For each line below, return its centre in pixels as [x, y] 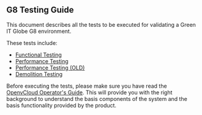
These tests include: [32, 43]
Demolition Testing [39, 74]
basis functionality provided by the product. [62, 105]
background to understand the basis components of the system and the [97, 99]
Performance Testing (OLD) [50, 68]
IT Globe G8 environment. [39, 31]
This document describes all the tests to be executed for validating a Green [101, 24]
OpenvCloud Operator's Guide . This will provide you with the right [89, 92]
